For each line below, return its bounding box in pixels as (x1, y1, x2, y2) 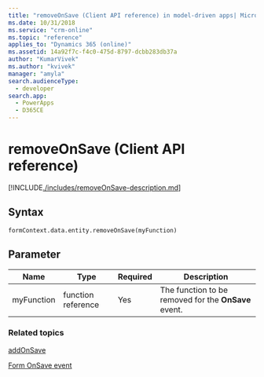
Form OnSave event (8, 361, 72, 370)
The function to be (159, 284, 229, 295)
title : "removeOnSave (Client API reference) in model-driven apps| (8, 11, 237, 20)
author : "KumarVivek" (8, 56, 79, 64)
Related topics (8, 328, 64, 339)
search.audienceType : (8, 77, 79, 85)
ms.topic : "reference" (8, 33, 82, 42)
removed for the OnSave (159, 294, 251, 305)
